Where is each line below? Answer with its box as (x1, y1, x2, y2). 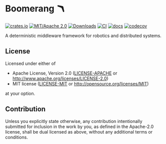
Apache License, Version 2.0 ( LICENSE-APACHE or (12, 70, 118, 76)
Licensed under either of (5, 60, 56, 66)
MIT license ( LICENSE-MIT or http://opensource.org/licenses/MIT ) (12, 80, 149, 86)
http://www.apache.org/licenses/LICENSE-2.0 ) (12, 75, 109, 81)
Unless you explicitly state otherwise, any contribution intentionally (5, 118, 143, 124)
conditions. (5, 134, 28, 140)
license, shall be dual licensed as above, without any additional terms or (5, 128, 153, 134)
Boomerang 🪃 (5, 3, 66, 14)
